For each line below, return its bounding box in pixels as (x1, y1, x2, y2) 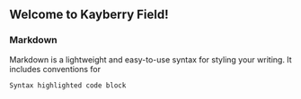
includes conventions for (9, 63, 102, 74)
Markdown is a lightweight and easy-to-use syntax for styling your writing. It (9, 54, 292, 65)
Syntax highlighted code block (9, 80, 127, 90)
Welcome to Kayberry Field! (9, 7, 169, 22)
